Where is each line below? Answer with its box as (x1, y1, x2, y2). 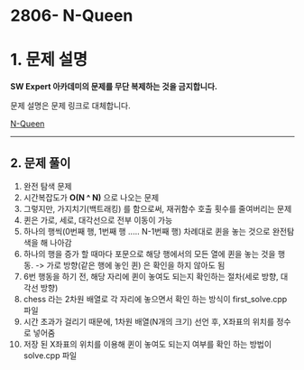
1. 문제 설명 (10, 50, 88, 70)
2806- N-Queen (10, 5, 134, 26)
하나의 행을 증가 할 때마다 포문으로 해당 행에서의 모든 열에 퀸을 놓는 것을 (23, 248, 276, 259)
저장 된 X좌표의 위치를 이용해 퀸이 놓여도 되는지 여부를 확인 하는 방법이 (23, 338, 272, 349)
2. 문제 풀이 (10, 155, 71, 171)
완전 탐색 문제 (23, 180, 72, 191)
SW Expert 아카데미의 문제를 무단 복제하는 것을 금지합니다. (10, 81, 217, 92)
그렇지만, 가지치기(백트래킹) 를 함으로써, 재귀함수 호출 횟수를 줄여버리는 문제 (23, 203, 292, 214)
